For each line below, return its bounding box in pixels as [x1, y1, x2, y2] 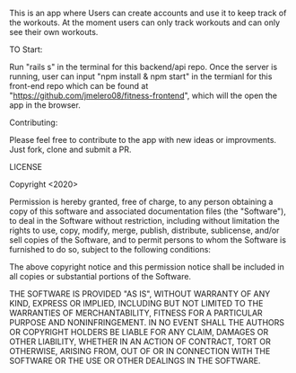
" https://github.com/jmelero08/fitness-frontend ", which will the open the [9, 90, 278, 101]
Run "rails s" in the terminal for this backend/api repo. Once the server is [9, 62, 278, 72]
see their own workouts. [9, 27, 99, 37]
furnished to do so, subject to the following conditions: [9, 244, 211, 254]
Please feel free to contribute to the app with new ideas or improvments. [9, 135, 276, 145]
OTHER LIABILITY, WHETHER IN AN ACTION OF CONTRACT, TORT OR [9, 336, 271, 347]
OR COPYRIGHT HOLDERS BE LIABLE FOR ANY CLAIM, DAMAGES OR [9, 327, 269, 337]
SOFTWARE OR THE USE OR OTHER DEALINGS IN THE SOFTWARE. [9, 355, 261, 366]
